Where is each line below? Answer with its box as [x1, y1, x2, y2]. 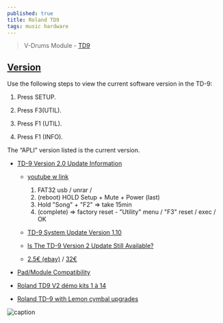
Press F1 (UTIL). [16, 119, 62, 128]
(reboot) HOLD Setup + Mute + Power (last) [37, 193, 161, 202]
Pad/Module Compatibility [16, 268, 91, 276]
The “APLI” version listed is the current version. [7, 146, 140, 154]
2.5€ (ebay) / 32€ [27, 255, 77, 263]
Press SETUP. [16, 93, 57, 101]
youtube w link [27, 173, 69, 181]
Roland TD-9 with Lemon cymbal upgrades [16, 295, 139, 303]
